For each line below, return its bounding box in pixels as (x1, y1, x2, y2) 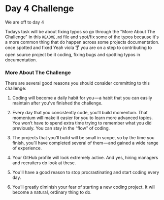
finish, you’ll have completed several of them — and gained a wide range (12, 140, 159, 146)
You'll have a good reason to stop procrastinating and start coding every (12, 170, 159, 175)
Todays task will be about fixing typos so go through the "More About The (5, 28, 156, 34)
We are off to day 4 (5, 19, 44, 25)
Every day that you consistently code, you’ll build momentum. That (12, 110, 148, 116)
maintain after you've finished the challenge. (12, 100, 102, 106)
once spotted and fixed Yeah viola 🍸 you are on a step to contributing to (5, 45, 152, 50)
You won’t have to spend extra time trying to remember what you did (12, 120, 152, 126)
